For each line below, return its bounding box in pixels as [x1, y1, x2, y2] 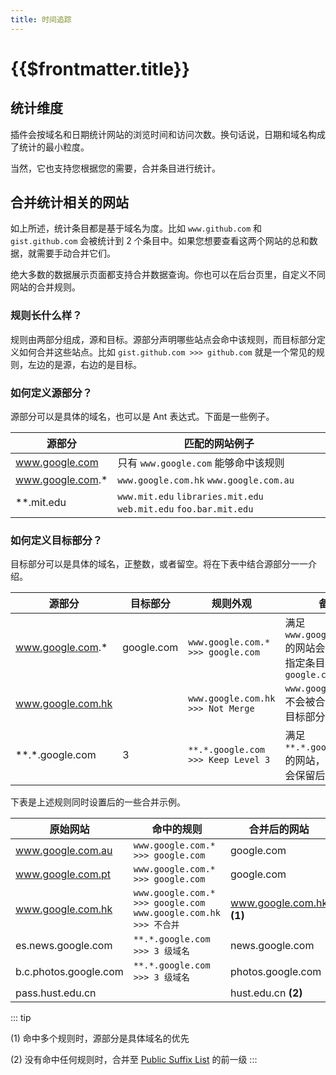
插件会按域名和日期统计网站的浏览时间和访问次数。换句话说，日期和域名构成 [10, 128, 326, 140]
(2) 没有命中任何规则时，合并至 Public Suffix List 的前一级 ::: [10, 1054, 258, 1066]
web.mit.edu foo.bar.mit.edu [117, 504, 254, 515]
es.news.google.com [15, 939, 113, 953]
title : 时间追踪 [10, 14, 72, 25]
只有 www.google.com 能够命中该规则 [117, 456, 285, 470]
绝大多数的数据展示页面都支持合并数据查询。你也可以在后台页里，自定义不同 [10, 269, 326, 281]
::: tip [10, 1012, 32, 1024]
